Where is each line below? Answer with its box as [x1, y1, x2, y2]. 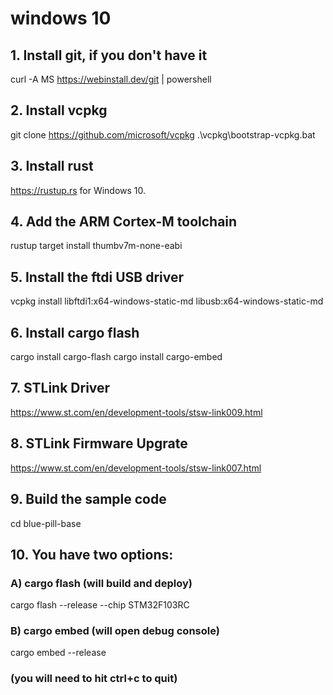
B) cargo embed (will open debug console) [10, 624, 220, 638]
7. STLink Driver [10, 380, 111, 397]
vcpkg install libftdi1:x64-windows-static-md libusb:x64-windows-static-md [10, 295, 324, 307]
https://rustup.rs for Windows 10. [10, 184, 147, 196]
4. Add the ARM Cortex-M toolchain [10, 213, 238, 231]
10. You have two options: [10, 546, 174, 563]
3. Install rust [10, 158, 94, 175]
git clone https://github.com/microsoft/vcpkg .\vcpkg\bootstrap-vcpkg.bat [10, 128, 316, 141]
